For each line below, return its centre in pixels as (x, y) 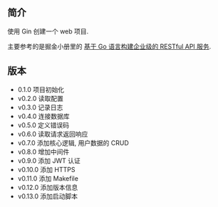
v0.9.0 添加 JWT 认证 (49, 160)
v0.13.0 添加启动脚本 (48, 196)
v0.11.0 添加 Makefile (48, 178)
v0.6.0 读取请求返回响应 (53, 134)
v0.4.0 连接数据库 (43, 116)
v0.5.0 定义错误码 (43, 125)
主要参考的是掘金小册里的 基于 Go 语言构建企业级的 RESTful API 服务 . (109, 46)
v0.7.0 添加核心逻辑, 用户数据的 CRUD (73, 143)
